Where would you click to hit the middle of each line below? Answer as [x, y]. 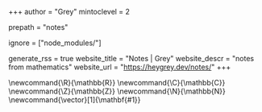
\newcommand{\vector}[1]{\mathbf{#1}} [75, 100]
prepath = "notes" [38, 27]
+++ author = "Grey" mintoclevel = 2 [69, 12]
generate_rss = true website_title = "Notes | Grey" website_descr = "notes [131, 58]
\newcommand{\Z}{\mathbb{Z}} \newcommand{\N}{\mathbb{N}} [117, 91]
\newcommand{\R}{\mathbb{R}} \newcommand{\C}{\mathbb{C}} [117, 83]
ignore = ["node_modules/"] [55, 43]
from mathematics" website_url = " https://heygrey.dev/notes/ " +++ [120, 67]
